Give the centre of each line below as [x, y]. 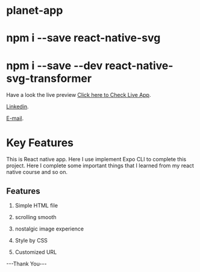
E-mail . [15, 119]
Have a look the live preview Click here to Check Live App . [79, 95]
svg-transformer [49, 78]
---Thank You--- [27, 264]
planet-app [35, 11]
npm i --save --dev [55, 65]
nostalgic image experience [49, 229]
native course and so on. [37, 172]
